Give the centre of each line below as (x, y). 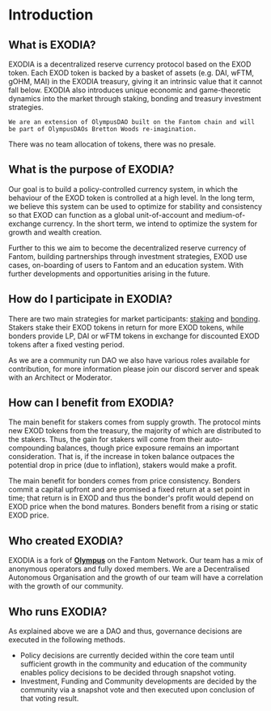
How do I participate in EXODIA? (90, 299)
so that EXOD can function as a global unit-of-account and (106, 215)
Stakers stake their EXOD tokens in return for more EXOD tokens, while (126, 327)
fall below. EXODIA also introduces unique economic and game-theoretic (130, 90)
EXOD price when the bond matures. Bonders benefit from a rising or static (133, 507)
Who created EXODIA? (66, 541)
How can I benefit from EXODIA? (91, 403)
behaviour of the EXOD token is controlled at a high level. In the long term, (131, 198)
